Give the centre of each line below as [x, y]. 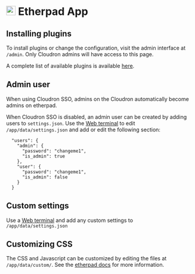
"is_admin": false [45, 177]
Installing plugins [39, 34]
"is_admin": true [44, 156]
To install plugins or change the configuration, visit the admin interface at [96, 48]
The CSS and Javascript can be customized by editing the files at [86, 258]
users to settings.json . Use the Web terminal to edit [71, 123]
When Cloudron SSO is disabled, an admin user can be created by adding [97, 117]
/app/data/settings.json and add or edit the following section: [83, 130]
